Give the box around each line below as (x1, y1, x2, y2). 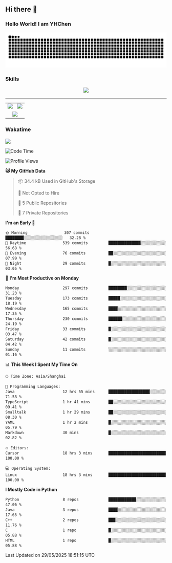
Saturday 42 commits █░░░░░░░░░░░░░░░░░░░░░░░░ (5, 336, 166, 342)
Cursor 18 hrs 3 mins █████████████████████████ (5, 450, 166, 456)
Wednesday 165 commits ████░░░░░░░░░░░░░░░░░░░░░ (5, 306, 166, 311)
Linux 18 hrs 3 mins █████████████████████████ (5, 472, 166, 478)
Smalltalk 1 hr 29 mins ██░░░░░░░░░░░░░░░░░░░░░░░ (5, 409, 166, 415)
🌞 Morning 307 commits (5, 230, 90, 235)
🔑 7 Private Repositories (17, 209, 69, 215)
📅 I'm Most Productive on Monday (5, 275, 79, 281)
